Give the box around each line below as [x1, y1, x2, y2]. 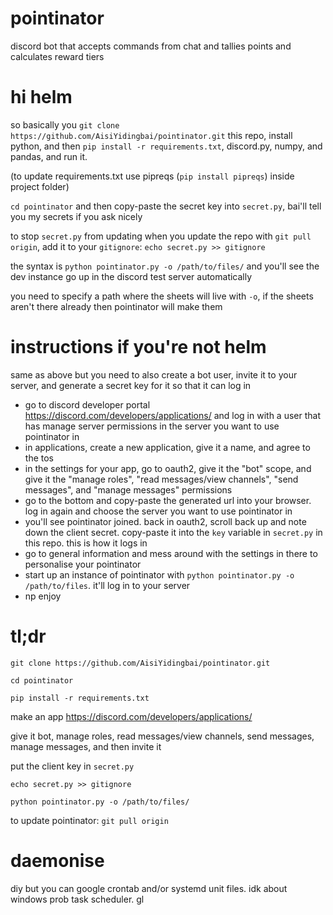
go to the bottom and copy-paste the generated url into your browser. [24, 494, 312, 506]
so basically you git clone [10, 118, 120, 131]
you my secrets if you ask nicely [10, 210, 143, 222]
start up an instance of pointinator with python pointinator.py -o [24, 568, 295, 581]
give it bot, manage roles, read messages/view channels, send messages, [10, 730, 315, 742]
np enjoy [24, 590, 62, 602]
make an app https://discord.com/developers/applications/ [10, 710, 253, 722]
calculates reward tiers [10, 50, 105, 62]
